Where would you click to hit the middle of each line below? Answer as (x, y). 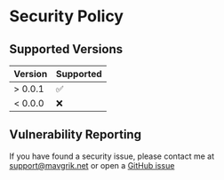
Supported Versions (66, 49)
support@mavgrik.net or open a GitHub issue (92, 165)
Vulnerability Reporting (76, 135)
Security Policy (67, 16)
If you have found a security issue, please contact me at (112, 156)
